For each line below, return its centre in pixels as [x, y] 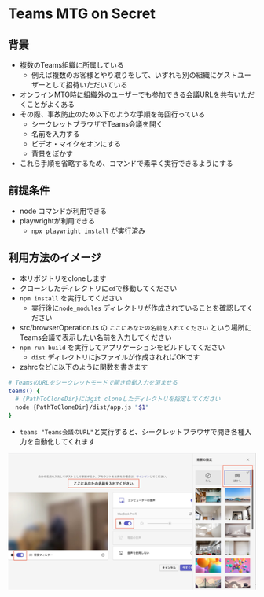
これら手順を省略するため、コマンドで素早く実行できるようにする [126, 163]
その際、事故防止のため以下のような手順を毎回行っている [112, 114]
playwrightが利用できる [57, 220]
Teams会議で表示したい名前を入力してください [95, 337]
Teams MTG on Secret [82, 14]
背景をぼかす [52, 153]
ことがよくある [51, 104]
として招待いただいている [86, 85]
